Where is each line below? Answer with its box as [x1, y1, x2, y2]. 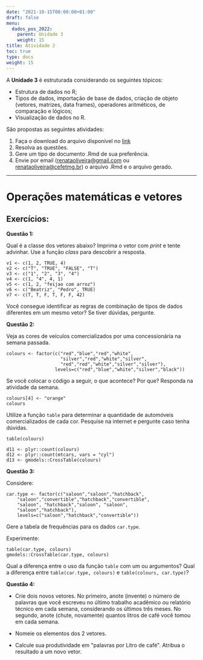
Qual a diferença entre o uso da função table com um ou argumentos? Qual [6, 562, 195, 570]
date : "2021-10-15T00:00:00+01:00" [6, 8, 96, 15]
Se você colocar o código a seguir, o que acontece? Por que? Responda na [6, 377, 193, 384]
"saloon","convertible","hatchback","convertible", [17, 496, 150, 502]
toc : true [6, 48, 31, 55]
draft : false [6, 15, 39, 21]
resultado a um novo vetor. [14, 648, 82, 655]
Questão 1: [6, 230, 34, 237]
